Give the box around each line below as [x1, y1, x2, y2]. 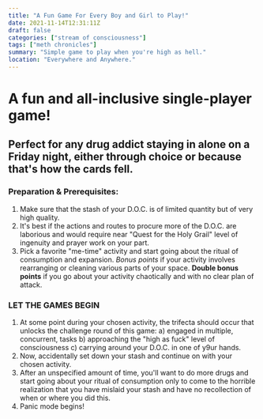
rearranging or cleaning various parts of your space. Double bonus [19, 262, 239, 273]
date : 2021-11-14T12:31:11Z [8, 19, 101, 27]
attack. [19, 280, 43, 289]
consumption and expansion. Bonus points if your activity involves [19, 255, 235, 264]
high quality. [19, 213, 60, 222]
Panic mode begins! [19, 402, 85, 411]
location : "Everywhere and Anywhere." [8, 56, 136, 64]
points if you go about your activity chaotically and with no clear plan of [19, 271, 254, 281]
